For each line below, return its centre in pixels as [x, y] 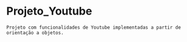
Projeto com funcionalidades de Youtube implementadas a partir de [94, 27]
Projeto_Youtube [49, 11]
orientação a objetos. [35, 33]
